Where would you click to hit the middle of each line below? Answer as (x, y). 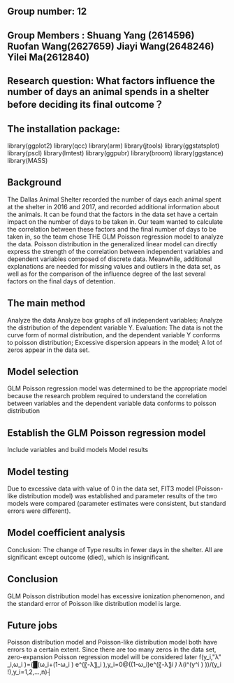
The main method (46, 303)
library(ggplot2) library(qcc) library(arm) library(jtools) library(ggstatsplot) (114, 146)
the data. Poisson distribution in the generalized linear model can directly (112, 244)
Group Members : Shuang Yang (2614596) (101, 35)
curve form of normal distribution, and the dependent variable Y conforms (114, 335)
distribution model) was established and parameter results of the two (118, 496)
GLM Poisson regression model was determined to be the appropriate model (117, 388)
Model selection (43, 372)
